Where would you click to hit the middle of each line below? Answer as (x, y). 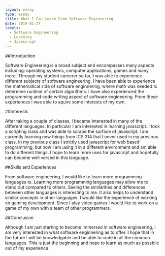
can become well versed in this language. (47, 158)
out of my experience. (28, 248)
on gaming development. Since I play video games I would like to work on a (82, 203)
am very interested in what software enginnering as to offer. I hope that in (80, 232)
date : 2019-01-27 (23, 23)
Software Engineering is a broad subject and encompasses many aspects (80, 65)
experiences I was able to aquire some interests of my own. (66, 102)
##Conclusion (19, 218)
